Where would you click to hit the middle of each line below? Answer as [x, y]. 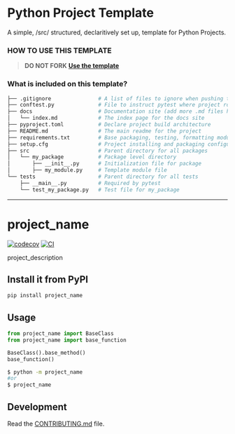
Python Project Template [81, 13]
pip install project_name [45, 296]
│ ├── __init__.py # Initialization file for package [104, 164]
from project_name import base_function [67, 340]
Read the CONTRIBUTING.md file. [56, 424]
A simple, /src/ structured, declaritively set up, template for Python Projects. [116, 32]
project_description [35, 257]
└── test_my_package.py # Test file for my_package [100, 190]
